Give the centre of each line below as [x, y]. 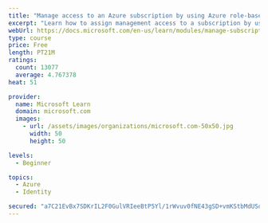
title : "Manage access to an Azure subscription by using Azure [117, 16]
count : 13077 [37, 68]
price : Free [28, 45]
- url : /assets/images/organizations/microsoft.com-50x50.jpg [128, 127]
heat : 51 [23, 82]
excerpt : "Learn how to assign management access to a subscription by [130, 23]
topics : [21, 177]
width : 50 [45, 134]
